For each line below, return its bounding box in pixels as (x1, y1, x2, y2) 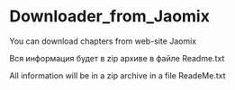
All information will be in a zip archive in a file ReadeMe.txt (9, 70, 227, 81)
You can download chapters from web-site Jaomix (9, 36, 196, 46)
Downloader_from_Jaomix (9, 6, 210, 27)
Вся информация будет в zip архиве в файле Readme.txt (9, 53, 225, 63)
